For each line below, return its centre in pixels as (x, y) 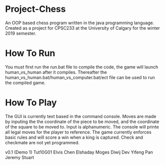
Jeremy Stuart (20, 157)
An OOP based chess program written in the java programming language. (80, 23)
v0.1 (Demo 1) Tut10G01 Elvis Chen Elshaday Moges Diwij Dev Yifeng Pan (79, 152)
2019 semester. (21, 33)
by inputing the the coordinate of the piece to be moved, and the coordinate (82, 122)
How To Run (30, 53)
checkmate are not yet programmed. (42, 142)
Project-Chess (35, 9)
